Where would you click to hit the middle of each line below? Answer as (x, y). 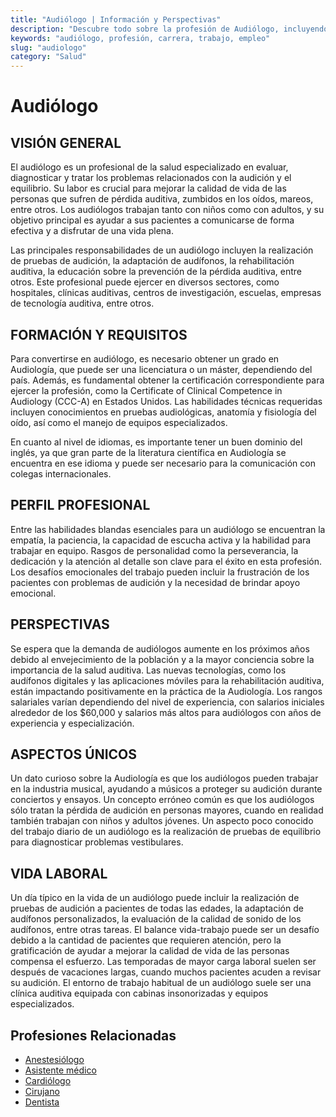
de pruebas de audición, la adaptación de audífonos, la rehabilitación (152, 261)
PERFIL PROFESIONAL (80, 505)
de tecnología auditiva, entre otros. (82, 303)
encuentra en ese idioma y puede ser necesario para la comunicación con (163, 463)
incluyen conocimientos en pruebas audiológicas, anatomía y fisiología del (163, 412)
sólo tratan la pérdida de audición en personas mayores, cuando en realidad (167, 810)
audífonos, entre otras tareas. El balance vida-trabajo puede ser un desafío (165, 930)
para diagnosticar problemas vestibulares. (97, 842)
